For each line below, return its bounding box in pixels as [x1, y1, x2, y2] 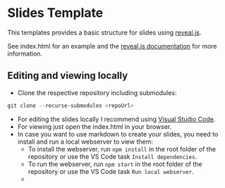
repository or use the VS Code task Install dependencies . [28, 152, 197, 161]
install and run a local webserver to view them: [17, 137, 153, 146]
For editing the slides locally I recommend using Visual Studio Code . [17, 115, 216, 123]
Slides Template [7, 5, 104, 21]
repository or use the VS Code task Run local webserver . [28, 167, 194, 175]
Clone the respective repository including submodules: [17, 88, 178, 96]
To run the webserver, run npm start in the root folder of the [28, 160, 202, 168]
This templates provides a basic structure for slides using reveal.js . [7, 28, 202, 37]
